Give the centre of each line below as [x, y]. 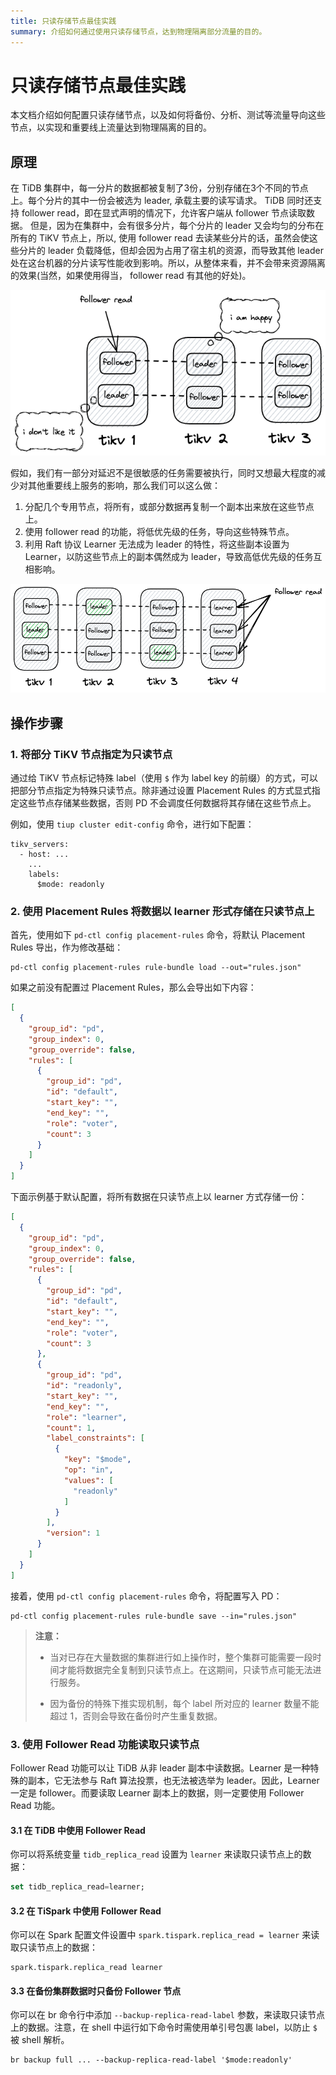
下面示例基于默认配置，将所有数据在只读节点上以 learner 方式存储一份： [159, 1197]
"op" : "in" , [88, 1470]
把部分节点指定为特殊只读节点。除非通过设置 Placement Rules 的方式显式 [161, 790]
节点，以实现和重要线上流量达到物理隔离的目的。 [111, 127]
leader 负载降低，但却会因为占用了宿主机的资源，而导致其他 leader [185, 251]
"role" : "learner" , [87, 1417]
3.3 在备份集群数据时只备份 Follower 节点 [96, 1991]
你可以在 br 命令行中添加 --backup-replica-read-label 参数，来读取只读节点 [167, 2015]
